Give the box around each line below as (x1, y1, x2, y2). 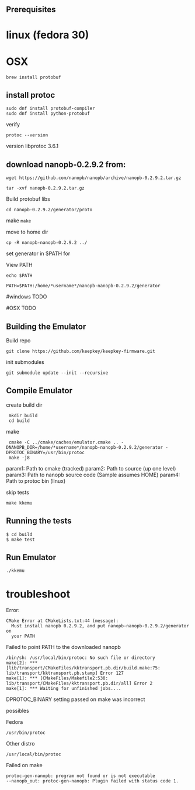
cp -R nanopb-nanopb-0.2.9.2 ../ (6, 240, 88, 246)
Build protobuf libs (6, 195, 51, 202)
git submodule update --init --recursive (6, 370, 109, 376)
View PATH (6, 262, 33, 269)
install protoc (6, 90, 55, 100)
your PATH (11, 633, 35, 640)
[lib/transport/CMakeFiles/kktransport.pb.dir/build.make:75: (6, 665, 161, 671)
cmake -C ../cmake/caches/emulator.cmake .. (8, 439, 119, 445)
